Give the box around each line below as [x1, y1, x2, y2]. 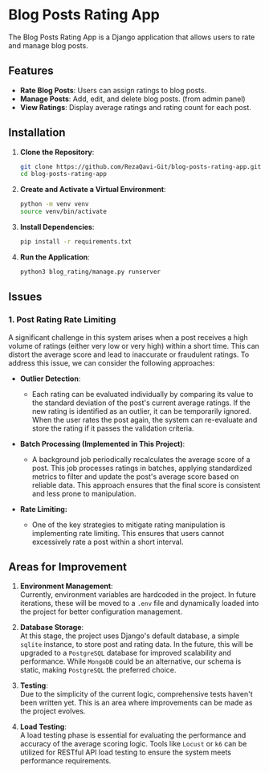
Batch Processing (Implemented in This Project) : [19, 439, 185, 448]
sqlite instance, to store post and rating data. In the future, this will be [19, 640, 254, 649]
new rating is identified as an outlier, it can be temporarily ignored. [31, 406, 251, 415]
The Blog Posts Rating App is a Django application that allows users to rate [8, 32, 255, 42]
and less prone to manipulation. [31, 489, 137, 498]
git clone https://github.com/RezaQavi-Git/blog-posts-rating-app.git [19, 162, 262, 170]
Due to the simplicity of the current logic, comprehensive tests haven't [19, 689, 253, 699]
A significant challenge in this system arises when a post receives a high [8, 332, 249, 342]
